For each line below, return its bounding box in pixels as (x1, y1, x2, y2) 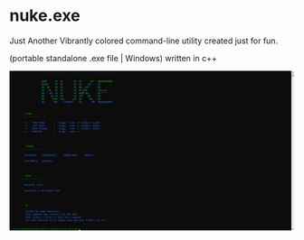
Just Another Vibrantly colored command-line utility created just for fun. (9, 35, 279, 46)
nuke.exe (9, 5, 81, 26)
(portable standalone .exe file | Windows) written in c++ (9, 52, 217, 63)
